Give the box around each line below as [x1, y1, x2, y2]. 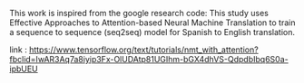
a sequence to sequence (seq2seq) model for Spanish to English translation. [9, 27, 296, 37]
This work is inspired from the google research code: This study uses [9, 8, 270, 18]
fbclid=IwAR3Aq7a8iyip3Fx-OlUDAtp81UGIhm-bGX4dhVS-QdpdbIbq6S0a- [9, 54, 289, 64]
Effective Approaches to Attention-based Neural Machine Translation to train [9, 17, 296, 28]
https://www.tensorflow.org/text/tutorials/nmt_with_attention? [28, 44, 259, 55]
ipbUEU [9, 63, 38, 74]
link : [9, 44, 27, 55]
